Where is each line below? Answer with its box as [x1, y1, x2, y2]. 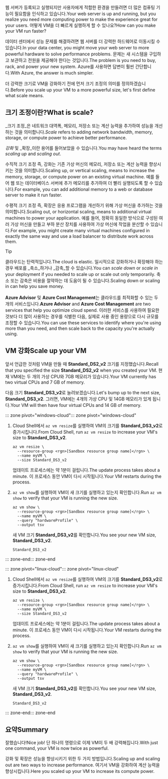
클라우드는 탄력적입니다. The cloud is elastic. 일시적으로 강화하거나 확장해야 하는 [5, 258, 163, 264]
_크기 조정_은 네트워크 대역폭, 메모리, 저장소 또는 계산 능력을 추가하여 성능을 [5, 122, 154, 128]
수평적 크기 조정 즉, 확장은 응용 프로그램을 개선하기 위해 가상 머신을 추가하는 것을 [5, 202, 163, 208]
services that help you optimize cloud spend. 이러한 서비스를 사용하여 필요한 [5, 307, 159, 313]
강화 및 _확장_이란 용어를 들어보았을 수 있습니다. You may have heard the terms [5, 145, 162, 151]
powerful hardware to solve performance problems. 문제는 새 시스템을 [5, 51, 148, 57]
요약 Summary [5, 726, 49, 734]
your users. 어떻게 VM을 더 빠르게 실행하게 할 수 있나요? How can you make [5, 22, 156, 28]
